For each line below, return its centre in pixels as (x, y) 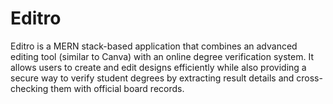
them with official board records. (117, 88)
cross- (309, 78)
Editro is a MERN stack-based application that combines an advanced (154, 46)
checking (29, 88)
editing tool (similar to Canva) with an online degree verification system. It (162, 56)
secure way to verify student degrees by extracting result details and (152, 78)
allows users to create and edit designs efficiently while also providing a (158, 67)
